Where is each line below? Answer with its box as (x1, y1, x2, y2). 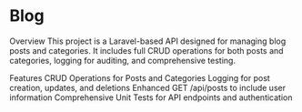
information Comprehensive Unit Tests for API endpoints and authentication (9, 92, 293, 103)
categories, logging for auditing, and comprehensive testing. (9, 55, 237, 66)
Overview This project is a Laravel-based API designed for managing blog (9, 36, 287, 46)
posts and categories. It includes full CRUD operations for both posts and (9, 45, 284, 56)
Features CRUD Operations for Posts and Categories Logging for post (9, 72, 270, 83)
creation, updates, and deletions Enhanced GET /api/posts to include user (9, 82, 287, 93)
